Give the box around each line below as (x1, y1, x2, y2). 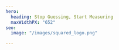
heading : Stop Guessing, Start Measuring (11, 14, 114, 20)
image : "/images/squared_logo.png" (11, 30, 98, 36)
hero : (5, 8, 19, 15)
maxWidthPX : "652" (11, 19, 56, 25)
